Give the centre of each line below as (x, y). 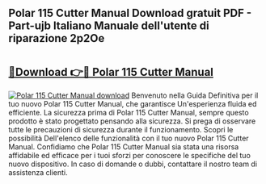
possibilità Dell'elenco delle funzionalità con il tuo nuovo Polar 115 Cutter (129, 138)
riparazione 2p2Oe (57, 38)
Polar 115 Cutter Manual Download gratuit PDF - (130, 13)
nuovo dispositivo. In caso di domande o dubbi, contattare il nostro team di (133, 164)
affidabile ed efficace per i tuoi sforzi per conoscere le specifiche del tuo (129, 155)
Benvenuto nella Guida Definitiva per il (195, 95)
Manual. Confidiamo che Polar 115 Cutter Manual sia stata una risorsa (124, 147)
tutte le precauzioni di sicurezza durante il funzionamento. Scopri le (121, 130)
